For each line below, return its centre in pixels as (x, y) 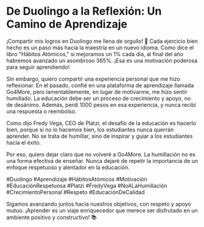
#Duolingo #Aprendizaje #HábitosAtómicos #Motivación (77, 179)
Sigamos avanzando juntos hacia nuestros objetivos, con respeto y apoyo (99, 204)
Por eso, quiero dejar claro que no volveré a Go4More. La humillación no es (101, 154)
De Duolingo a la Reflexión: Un (84, 11)
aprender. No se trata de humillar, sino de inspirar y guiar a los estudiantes (100, 136)
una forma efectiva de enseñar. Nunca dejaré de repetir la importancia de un (102, 160)
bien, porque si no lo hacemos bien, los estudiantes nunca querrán (90, 129)
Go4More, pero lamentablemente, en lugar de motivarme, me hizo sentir (97, 92)
